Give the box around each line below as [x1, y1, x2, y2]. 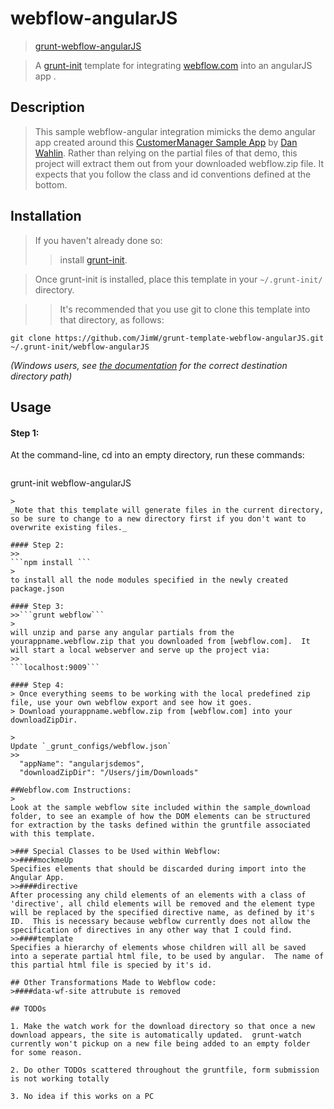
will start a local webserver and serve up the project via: [10, 645, 271, 656]
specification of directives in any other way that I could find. [10, 925, 293, 936]
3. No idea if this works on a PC [10, 1092, 155, 1102]
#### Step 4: [10, 680, 65, 691]
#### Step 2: [10, 540, 65, 551]
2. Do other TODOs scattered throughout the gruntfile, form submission [10, 1065, 320, 1076]
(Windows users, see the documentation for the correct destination [10, 359, 288, 371]
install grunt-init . [59, 253, 128, 266]
